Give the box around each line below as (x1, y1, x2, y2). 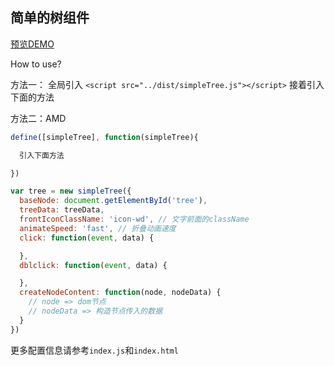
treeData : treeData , (19, 205, 105, 215)
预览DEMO (10, 38, 55, 50)
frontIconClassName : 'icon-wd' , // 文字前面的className (19, 214, 250, 225)
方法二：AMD (10, 112, 67, 124)
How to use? (10, 58, 62, 70)
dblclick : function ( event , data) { (19, 260, 168, 270)
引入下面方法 (19, 150, 65, 160)
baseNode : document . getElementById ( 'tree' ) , (19, 196, 208, 206)
